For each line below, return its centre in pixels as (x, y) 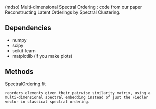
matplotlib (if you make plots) (42, 56)
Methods (19, 72)
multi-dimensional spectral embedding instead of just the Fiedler (77, 97)
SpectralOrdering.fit (26, 84)
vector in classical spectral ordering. (48, 102)
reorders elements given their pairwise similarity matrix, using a (78, 93)
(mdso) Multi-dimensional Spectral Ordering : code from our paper (74, 7)
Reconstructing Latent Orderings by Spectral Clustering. (63, 12)
